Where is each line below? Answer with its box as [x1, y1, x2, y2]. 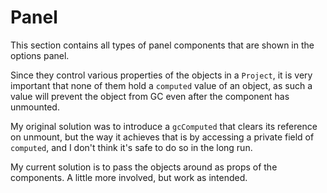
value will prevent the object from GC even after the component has [10, 90, 290, 102]
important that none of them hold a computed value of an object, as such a [10, 79, 313, 91]
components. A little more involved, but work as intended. [10, 171, 248, 183]
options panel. [10, 49, 70, 61]
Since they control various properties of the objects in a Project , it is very [10, 69, 313, 81]
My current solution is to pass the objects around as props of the [10, 161, 278, 173]
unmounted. [10, 101, 60, 113]
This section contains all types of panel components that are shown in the [10, 39, 315, 51]
